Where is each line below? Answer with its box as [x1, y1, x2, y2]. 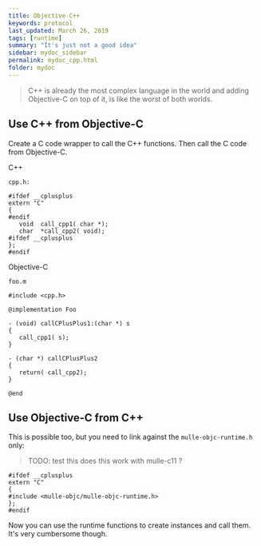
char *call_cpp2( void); [18, 227, 105, 235]
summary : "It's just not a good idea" [8, 42, 137, 50]
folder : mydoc [8, 64, 56, 72]
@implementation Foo [8, 305, 77, 313]
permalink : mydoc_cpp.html [8, 57, 98, 65]
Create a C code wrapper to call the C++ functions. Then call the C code [8, 138, 247, 148]
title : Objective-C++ [8, 11, 81, 20]
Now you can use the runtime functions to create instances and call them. [8, 520, 251, 530]
